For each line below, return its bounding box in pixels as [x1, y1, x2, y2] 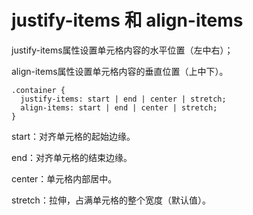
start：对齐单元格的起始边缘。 [11, 130, 136, 142]
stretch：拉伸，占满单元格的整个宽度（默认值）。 [11, 194, 211, 206]
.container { [11, 85, 66, 95]
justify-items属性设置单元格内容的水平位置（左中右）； [11, 44, 234, 56]
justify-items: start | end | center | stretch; [20, 94, 227, 104]
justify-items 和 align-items [11, 9, 244, 32]
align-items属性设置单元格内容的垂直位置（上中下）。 [11, 65, 229, 77]
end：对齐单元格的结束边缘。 [11, 151, 133, 163]
